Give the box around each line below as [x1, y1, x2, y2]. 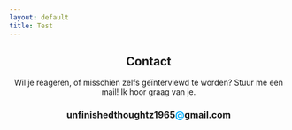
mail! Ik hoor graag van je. [101, 87, 196, 97]
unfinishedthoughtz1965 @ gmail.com [65, 109, 232, 121]
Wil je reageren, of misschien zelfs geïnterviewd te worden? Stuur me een [13, 77, 284, 88]
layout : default [9, 12, 69, 22]
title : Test [9, 21, 53, 30]
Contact [126, 54, 172, 69]
